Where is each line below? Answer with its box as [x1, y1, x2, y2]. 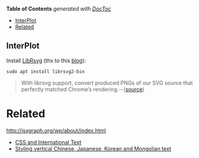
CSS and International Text [14, 139, 81, 146]
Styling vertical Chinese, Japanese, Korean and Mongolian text [14, 145, 172, 152]
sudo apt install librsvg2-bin [6, 68, 85, 74]
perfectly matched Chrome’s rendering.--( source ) [21, 85, 145, 93]
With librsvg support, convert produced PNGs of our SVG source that [21, 79, 193, 87]
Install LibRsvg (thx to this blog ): [6, 57, 86, 64]
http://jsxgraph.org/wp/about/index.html [6, 127, 106, 134]
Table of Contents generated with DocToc [6, 5, 112, 12]
